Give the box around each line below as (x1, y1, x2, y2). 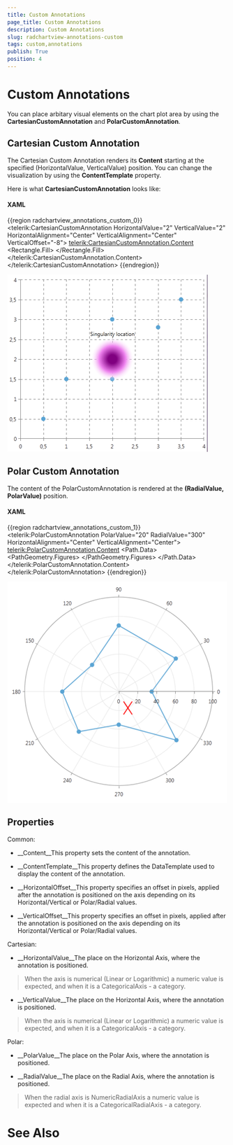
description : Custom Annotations (7, 26, 105, 33)
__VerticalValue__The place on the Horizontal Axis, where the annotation (17, 995, 225, 1004)
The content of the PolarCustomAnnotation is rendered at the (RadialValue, (7, 484, 225, 493)
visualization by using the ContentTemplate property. (7, 171, 162, 179)
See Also (7, 1125, 60, 1141)
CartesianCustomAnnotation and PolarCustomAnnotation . (7, 117, 181, 125)
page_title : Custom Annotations (7, 18, 101, 26)
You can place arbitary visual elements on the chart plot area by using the (7, 109, 220, 118)
